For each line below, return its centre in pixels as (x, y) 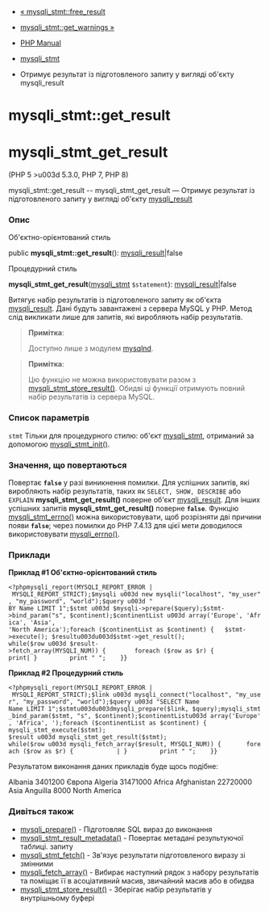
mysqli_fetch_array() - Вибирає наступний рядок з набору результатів (139, 872)
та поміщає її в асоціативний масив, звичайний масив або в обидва (137, 880)
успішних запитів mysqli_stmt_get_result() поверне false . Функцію (124, 509)
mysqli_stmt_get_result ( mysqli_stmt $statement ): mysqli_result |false (122, 284)
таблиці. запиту (47, 846)
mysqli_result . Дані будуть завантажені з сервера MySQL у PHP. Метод (130, 309)
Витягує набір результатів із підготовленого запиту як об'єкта (115, 300)
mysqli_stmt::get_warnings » (67, 27)
